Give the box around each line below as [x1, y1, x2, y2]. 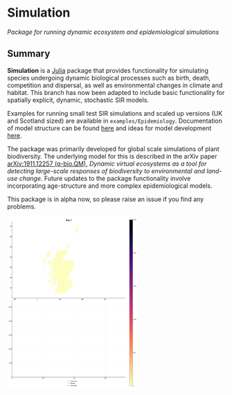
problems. [7, 202, 36, 211]
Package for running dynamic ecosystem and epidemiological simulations [7, 28, 220, 36]
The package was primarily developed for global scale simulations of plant [7, 144, 220, 153]
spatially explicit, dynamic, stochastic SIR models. [7, 96, 150, 104]
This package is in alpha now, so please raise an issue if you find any [7, 195, 204, 203]
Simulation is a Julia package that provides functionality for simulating [7, 66, 209, 74]
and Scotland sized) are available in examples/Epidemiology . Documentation [7, 116, 223, 125]
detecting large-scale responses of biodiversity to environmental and [7, 166, 206, 175]
